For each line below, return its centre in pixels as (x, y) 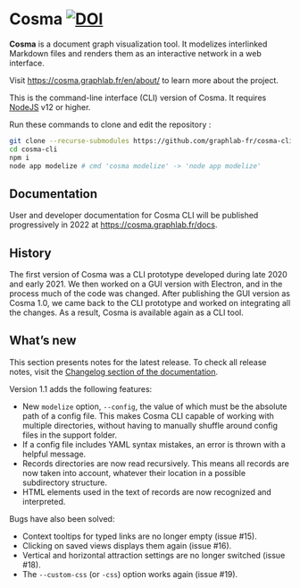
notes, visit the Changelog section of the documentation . (114, 371)
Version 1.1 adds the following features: (81, 388)
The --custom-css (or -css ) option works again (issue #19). (130, 574)
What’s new (43, 341)
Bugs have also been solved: (62, 518)
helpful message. (54, 454)
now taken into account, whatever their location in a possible (134, 473)
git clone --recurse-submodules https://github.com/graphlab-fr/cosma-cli (151, 141)
